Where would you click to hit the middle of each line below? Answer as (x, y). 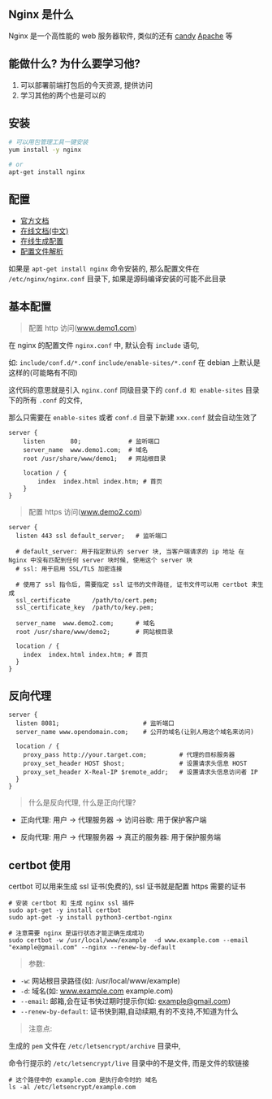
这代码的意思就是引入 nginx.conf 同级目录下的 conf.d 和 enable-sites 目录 (134, 389)
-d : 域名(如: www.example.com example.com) (97, 991)
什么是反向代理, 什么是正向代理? (82, 802)
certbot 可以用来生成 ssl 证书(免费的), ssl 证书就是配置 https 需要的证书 (127, 886)
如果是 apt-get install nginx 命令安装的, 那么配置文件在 (104, 268)
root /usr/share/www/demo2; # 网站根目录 (95, 632)
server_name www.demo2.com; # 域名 (86, 623)
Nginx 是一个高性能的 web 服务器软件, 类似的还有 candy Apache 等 (121, 36)
